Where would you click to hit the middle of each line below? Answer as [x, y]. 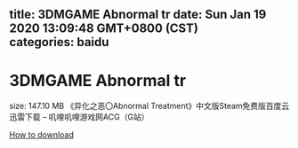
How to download [41, 135]
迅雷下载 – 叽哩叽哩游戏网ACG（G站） [79, 117]
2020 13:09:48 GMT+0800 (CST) [104, 29]
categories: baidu [59, 42]
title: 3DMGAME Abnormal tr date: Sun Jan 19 [138, 15]
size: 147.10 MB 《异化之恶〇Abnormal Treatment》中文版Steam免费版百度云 [149, 106]
